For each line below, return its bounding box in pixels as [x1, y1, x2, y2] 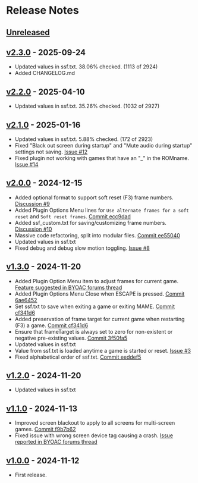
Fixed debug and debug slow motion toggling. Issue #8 [14, 244, 150, 252]
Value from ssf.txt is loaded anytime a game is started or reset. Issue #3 [14, 347, 191, 354]
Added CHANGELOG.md [14, 70, 76, 77]
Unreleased [6, 27, 51, 37]
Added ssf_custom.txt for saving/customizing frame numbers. [14, 219, 166, 226]
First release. [14, 471, 47, 479]
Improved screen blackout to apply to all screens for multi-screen [14, 419, 175, 426]
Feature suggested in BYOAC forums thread [14, 284, 122, 291]
